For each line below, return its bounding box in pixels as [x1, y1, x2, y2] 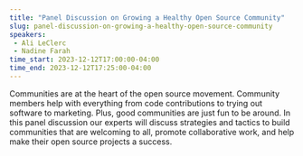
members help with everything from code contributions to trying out [9, 97, 263, 108]
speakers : [9, 30, 47, 39]
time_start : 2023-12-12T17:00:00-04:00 [9, 55, 160, 64]
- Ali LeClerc [13, 38, 67, 48]
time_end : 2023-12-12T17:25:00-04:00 [9, 64, 152, 73]
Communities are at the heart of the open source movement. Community [9, 87, 280, 99]
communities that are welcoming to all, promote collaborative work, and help [9, 126, 295, 137]
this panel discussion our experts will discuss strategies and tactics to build [9, 116, 291, 127]
